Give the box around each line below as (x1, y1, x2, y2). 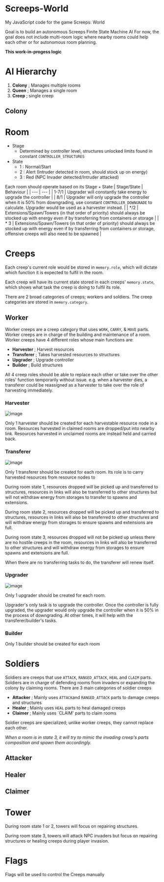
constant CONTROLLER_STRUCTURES (19, 153, 85, 159)
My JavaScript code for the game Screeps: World (5, 19, 105, 25)
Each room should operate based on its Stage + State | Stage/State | (5, 184, 143, 190)
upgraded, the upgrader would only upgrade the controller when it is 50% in (5, 607, 159, 613)
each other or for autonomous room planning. (5, 39, 97, 45)
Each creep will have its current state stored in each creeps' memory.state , (5, 279, 155, 285)
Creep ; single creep (12, 92, 54, 98)
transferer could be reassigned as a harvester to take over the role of (5, 382, 144, 388)
